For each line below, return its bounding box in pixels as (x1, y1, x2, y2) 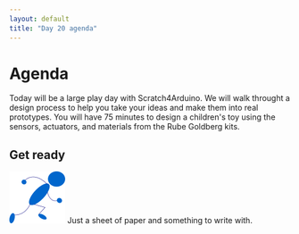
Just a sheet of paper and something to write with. (66, 215, 253, 226)
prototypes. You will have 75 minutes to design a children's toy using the (9, 112, 276, 122)
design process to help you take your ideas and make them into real (9, 103, 259, 113)
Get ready (9, 147, 65, 163)
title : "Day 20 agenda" (9, 23, 98, 33)
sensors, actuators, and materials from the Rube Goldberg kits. (9, 121, 240, 132)
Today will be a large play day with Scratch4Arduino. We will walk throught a (9, 93, 290, 104)
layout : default (9, 14, 70, 23)
